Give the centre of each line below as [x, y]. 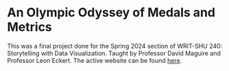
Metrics [30, 27]
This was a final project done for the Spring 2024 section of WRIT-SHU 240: [115, 46]
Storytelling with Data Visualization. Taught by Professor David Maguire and [114, 53]
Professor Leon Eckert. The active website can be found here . [95, 60]
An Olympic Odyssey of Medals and [111, 13]
